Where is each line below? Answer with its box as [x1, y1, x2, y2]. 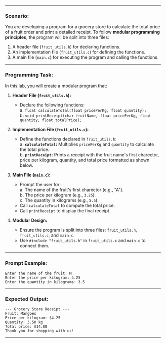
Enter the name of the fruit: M [5, 271, 72, 276]
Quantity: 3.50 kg [5, 320, 43, 325]
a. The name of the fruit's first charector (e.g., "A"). [19, 187, 124, 193]
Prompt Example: [5, 259, 47, 266]
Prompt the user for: [19, 181, 61, 187]
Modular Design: [12, 217, 48, 223]
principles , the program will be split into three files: [5, 34, 110, 40]
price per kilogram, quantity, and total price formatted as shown [19, 157, 150, 163]
